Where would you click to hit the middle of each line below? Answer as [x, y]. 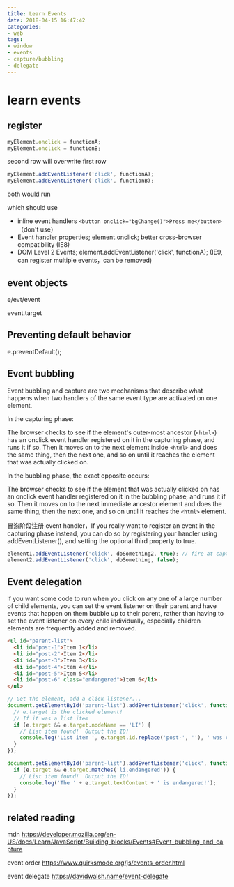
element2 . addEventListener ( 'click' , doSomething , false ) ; [93, 560]
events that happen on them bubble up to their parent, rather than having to [116, 614]
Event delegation [45, 582]
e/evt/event [24, 299]
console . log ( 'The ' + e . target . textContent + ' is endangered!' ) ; [118, 783]
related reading [41, 818]
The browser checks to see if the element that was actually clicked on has [114, 489]
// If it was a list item [51, 718]
